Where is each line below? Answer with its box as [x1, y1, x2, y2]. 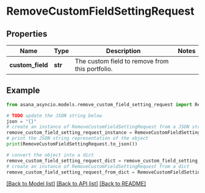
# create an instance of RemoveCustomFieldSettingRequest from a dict [6, 163, 190, 169]
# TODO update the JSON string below [6, 112, 103, 118]
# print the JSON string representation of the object [6, 136, 149, 142]
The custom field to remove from [74, 57, 169, 65]
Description [106, 47, 142, 55]
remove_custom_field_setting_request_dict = [6, 158, 121, 164]
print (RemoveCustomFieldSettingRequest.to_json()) [6, 141, 138, 147]
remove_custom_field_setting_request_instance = [6, 129, 132, 136]
